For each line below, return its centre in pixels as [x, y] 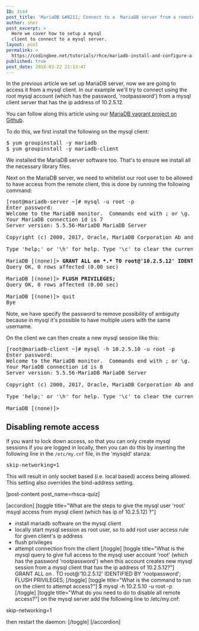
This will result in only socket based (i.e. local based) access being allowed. [99, 476]
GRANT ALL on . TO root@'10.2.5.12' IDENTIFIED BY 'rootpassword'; [98, 574]
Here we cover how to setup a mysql [57, 34]
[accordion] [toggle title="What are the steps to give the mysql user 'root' [96, 506]
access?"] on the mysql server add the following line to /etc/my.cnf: [97, 599]
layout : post [22, 45]
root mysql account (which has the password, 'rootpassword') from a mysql [99, 96]
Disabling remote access [53, 427]
